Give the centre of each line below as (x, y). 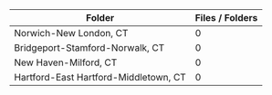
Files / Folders (226, 18)
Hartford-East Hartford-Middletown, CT (100, 77)
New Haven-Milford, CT (66, 62)
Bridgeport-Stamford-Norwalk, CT (89, 47)
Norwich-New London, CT (71, 33)
